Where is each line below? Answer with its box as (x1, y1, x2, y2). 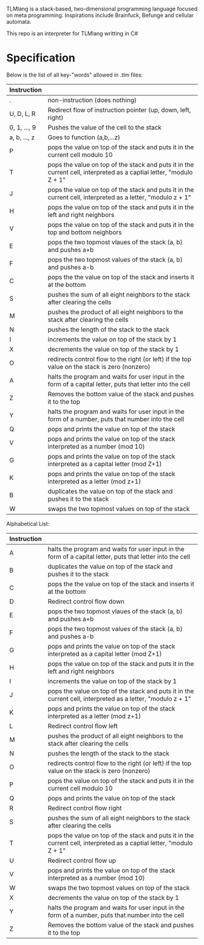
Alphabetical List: (6, 520, 50, 527)
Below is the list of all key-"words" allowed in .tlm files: (6, 71, 143, 78)
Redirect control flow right (47, 803, 122, 812)
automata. (6, 18, 32, 25)
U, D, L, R (9, 109, 36, 118)
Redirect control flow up (47, 856, 117, 865)
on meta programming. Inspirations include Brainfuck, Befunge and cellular (6, 12, 194, 19)
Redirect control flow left (47, 721, 118, 730)
